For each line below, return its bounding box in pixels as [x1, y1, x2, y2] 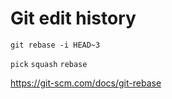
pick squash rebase [10, 59, 88, 69]
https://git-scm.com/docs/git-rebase [10, 77, 162, 89]
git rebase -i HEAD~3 [10, 40, 101, 50]
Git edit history [10, 7, 137, 30]
